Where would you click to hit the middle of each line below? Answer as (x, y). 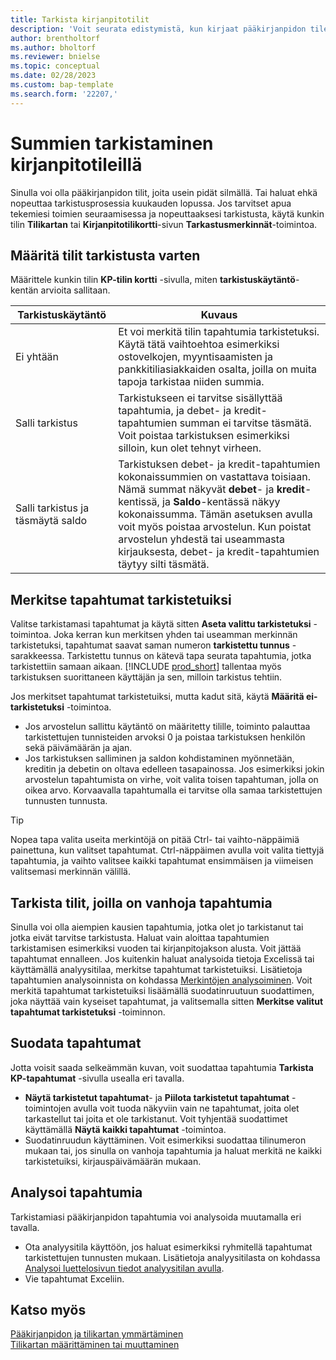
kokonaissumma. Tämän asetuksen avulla (215, 514)
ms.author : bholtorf (53, 47)
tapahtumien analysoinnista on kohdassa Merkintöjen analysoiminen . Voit (161, 980)
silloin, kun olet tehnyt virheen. (190, 448)
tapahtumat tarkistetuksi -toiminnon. (88, 1012)
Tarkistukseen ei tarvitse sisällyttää (200, 398)
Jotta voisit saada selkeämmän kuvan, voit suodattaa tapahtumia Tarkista (162, 1067)
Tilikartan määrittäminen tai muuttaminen (95, 1345)
